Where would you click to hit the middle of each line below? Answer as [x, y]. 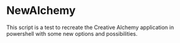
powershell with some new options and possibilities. [72, 33]
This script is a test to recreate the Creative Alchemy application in [90, 27]
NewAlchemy [41, 11]
